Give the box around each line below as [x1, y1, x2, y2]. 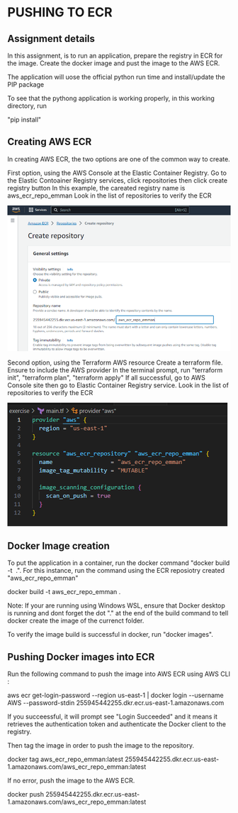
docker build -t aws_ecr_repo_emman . [7, 588, 121, 596]
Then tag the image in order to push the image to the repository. [7, 741, 195, 750]
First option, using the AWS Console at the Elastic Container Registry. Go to [7, 168, 227, 177]
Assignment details [7, 33, 96, 45]
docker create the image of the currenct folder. [7, 616, 144, 625]
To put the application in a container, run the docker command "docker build [7, 559, 230, 567]
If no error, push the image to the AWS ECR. [7, 776, 135, 785]
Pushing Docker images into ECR [7, 651, 155, 663]
